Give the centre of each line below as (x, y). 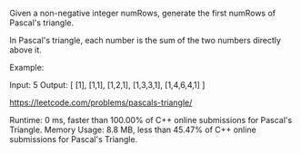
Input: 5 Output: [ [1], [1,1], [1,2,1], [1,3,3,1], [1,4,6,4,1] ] (107, 85)
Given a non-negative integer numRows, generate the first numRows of (143, 13)
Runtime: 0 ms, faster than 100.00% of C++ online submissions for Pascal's (151, 120)
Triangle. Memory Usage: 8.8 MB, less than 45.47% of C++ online (133, 130)
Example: (27, 67)
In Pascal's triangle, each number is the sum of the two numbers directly (145, 40)
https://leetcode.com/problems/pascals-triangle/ (101, 102)
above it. (26, 50)
